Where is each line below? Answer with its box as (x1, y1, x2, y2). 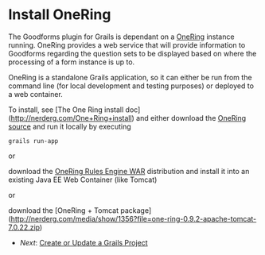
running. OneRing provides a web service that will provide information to (8, 40, 246, 49)
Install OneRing (8, 6, 111, 24)
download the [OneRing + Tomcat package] (8, 205, 152, 215)
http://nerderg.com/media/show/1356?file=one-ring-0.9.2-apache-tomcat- (10, 214, 257, 223)
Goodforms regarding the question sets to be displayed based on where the (8, 48, 257, 58)
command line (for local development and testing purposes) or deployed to (8, 81, 255, 91)
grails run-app (8, 137, 59, 145)
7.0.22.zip (8, 222, 41, 232)
